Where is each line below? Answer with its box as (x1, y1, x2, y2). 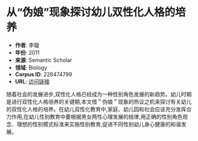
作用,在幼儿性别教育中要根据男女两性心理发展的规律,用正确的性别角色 (11, 113, 183, 120)
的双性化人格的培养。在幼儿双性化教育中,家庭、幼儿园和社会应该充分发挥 (6, 106, 187, 113)
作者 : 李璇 (14, 41, 40, 49)
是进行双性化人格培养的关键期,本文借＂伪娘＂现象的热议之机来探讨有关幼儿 (6, 98, 192, 105)
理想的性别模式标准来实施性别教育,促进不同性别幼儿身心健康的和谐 (16, 121, 182, 128)
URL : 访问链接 (14, 77, 50, 85)
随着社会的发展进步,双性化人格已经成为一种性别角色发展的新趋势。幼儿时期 (6, 91, 192, 98)
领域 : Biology (14, 64, 47, 71)
